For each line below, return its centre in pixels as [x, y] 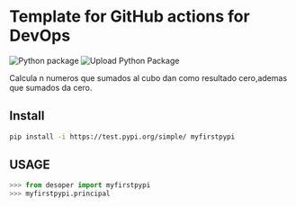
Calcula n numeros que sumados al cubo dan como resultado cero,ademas [148, 77]
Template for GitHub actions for [130, 17]
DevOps [40, 36]
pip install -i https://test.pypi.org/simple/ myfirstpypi [122, 137]
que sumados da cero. [51, 87]
